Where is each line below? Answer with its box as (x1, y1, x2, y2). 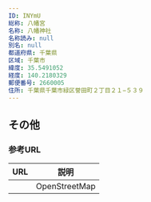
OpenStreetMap (35, 181, 96, 192)
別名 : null (8, 42, 42, 50)
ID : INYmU (8, 11, 42, 20)
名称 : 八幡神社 (8, 26, 52, 34)
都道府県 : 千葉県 (8, 49, 58, 57)
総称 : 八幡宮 (8, 19, 46, 27)
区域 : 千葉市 (8, 57, 46, 65)
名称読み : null (8, 34, 54, 42)
